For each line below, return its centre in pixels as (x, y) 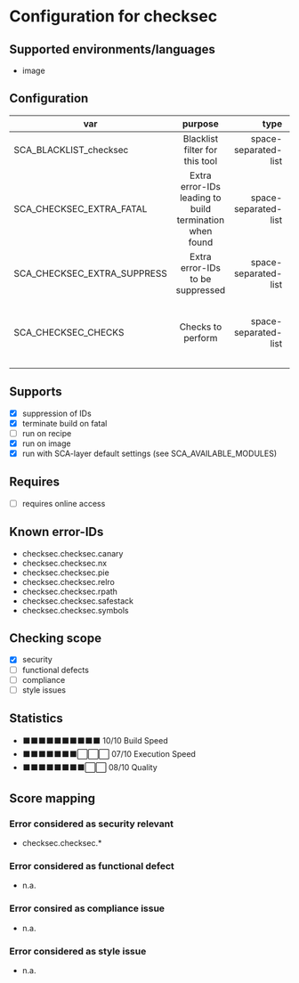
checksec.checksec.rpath (70, 591)
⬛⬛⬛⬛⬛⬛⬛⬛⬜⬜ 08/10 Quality (89, 767)
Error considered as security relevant (91, 824)
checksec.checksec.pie (65, 573)
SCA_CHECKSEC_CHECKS (69, 332)
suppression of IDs (57, 413)
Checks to (201, 327)
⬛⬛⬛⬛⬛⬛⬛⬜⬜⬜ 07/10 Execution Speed (109, 753)
